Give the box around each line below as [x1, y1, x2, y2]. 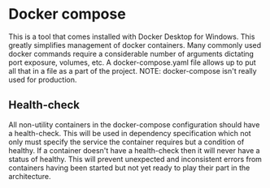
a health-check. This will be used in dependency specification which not [8, 128, 251, 138]
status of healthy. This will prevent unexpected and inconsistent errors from [8, 154, 263, 164]
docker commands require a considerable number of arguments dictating [8, 49, 255, 58]
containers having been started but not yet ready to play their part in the [8, 163, 250, 173]
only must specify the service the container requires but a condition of [8, 137, 245, 147]
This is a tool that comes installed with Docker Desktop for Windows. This [8, 32, 255, 41]
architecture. [8, 171, 51, 181]
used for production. [8, 75, 77, 84]
